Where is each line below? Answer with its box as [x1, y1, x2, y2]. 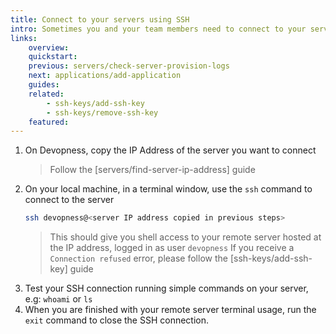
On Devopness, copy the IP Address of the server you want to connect [24, 144, 317, 156]
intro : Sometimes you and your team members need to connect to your [10, 24, 307, 34]
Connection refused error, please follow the [49, 252, 228, 265]
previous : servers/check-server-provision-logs [28, 61, 230, 71]
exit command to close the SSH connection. [24, 314, 210, 326]
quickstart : [28, 52, 78, 62]
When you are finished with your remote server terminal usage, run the [24, 304, 317, 316]
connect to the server [24, 194, 115, 206]
